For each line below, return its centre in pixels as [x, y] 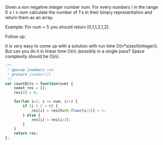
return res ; [26, 133]
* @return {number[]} [29, 74]
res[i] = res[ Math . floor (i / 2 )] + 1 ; [69, 110]
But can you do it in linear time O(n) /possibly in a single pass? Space [75, 51]
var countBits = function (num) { [39, 84]
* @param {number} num [30, 70]
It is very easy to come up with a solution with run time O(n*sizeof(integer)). [81, 46]
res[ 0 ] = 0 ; [26, 93]
